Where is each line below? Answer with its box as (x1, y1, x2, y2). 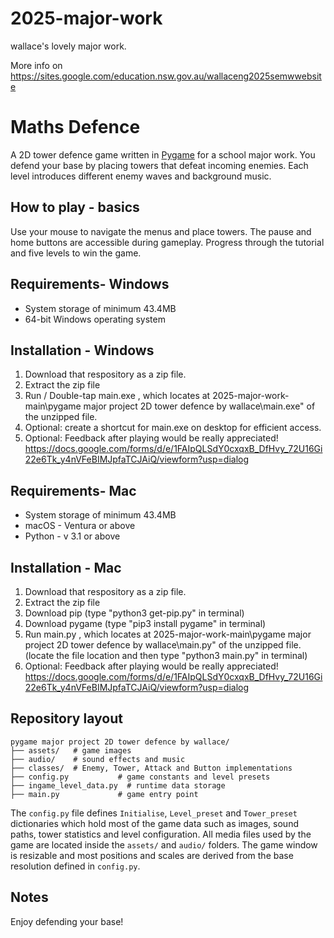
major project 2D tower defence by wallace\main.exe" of (83, 400, 316, 412)
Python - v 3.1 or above (24, 530, 121, 542)
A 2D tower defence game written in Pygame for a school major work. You (10, 148, 316, 161)
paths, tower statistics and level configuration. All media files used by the (10, 828, 312, 840)
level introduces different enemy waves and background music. (10, 170, 272, 182)
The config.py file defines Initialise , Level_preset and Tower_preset (10, 807, 298, 819)
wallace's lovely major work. (10, 40, 127, 52)
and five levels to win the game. (10, 247, 142, 259)
